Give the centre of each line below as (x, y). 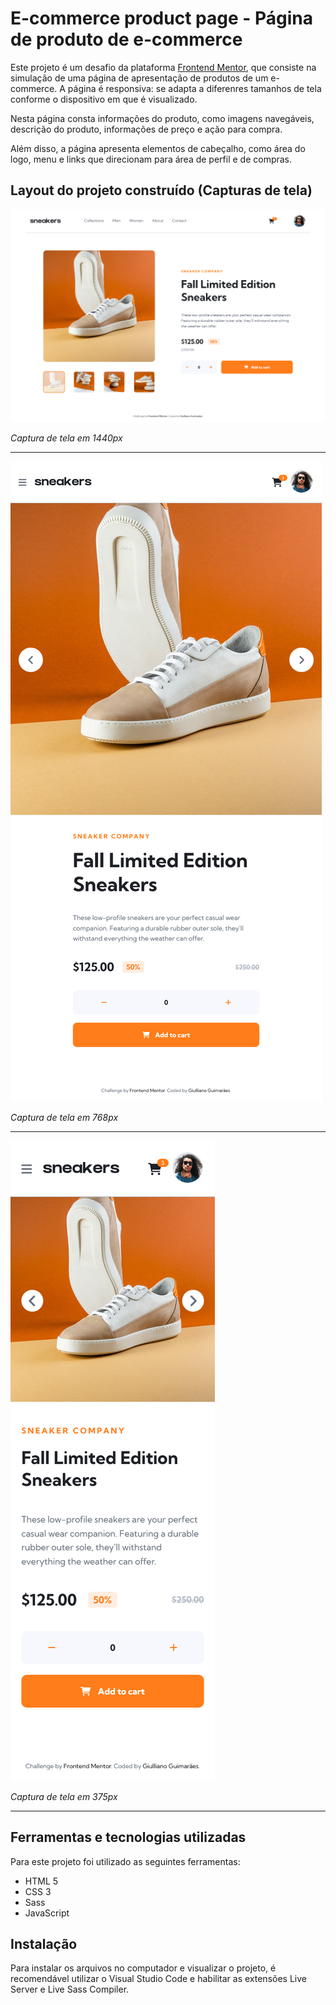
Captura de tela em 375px (64, 1796)
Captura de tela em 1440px (66, 438)
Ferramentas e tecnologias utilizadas (128, 1837)
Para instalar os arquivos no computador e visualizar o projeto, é (143, 1968)
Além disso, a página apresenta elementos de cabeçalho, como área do (158, 148)
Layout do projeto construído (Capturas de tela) (161, 190)
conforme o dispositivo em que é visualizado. (104, 99)
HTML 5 (41, 1881)
